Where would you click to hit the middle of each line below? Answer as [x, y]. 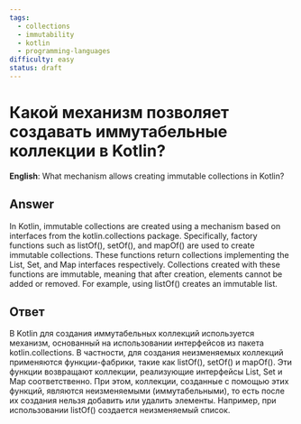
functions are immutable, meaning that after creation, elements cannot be [146, 274]
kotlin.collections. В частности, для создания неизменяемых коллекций [146, 353]
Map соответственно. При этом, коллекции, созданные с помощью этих [149, 382]
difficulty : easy [42, 60]
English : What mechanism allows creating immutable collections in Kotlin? [147, 176]
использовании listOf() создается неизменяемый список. [120, 410]
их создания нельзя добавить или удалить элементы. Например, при [143, 401]
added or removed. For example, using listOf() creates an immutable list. [143, 283]
